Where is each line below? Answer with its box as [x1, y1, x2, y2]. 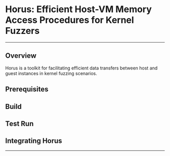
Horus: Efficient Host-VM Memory [5, 4, 152, 15]
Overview [5, 52, 37, 60]
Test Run [5, 119, 34, 128]
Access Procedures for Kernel [5, 14, 134, 26]
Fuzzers [5, 25, 40, 36]
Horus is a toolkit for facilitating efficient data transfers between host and [5, 65, 158, 71]
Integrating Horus [5, 137, 62, 145]
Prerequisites [5, 85, 49, 94]
